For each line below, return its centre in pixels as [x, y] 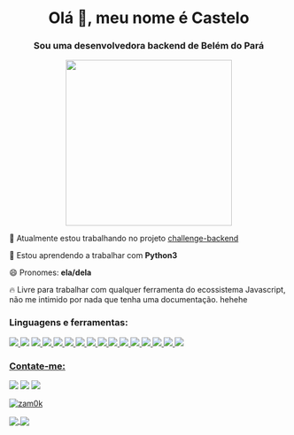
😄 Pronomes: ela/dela [50, 272]
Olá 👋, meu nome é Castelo [149, 18]
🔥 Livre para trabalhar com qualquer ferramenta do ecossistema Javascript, [147, 290]
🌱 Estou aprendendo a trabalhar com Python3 [93, 256]
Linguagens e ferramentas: [69, 323]
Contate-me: [38, 366]
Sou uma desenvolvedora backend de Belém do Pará [149, 46]
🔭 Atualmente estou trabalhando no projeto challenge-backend [124, 239]
